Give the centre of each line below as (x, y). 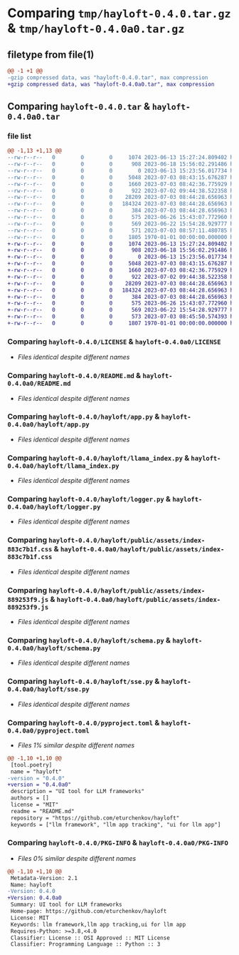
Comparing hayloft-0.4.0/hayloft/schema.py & (89, 640)
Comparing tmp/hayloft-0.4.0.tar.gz (119, 13)
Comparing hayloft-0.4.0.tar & (79, 107)
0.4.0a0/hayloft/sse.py (49, 689)
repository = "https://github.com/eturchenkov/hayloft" (95, 818)
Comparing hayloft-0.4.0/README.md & (74, 376)
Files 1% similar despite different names (76, 745)
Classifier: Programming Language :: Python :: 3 (85, 944)
